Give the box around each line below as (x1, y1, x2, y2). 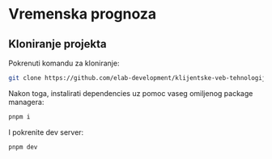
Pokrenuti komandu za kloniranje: (8, 58, 120, 68)
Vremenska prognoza (8, 5, 157, 23)
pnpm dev (8, 143, 38, 151)
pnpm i (8, 112, 31, 121)
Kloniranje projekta (8, 37, 107, 51)
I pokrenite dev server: (8, 127, 84, 137)
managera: (8, 97, 45, 107)
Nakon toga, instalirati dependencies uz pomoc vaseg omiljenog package (8, 88, 253, 98)
